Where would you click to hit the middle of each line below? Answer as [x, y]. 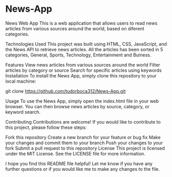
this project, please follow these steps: [46, 127]
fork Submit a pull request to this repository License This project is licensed [85, 148]
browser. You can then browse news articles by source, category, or [78, 106]
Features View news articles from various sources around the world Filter [83, 65]
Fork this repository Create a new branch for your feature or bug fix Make [83, 137]
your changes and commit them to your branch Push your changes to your [84, 143]
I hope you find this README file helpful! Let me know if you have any [79, 163]
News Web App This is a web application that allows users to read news [81, 23]
